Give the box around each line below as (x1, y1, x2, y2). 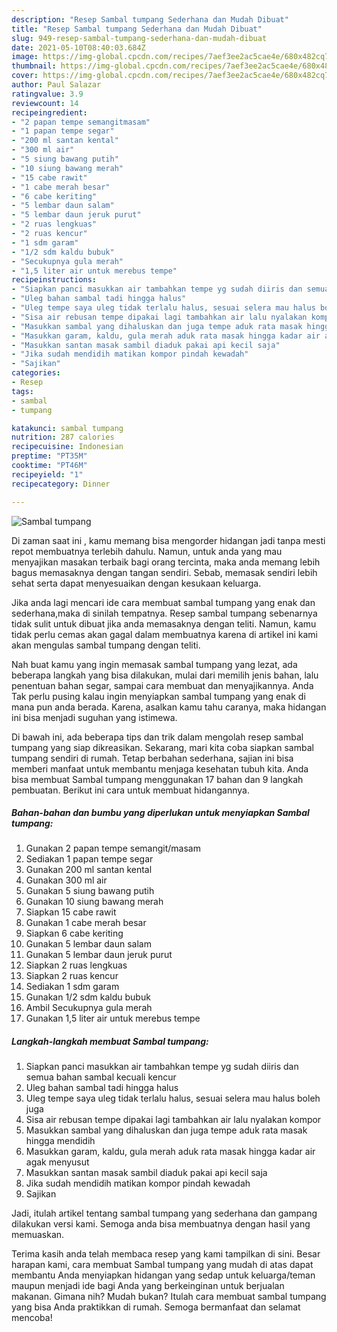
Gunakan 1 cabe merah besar (25, 917, 147, 929)
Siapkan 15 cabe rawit (25, 906, 117, 918)
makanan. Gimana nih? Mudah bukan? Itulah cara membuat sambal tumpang (11, 1291, 327, 1303)
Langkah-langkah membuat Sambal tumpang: (11, 1036, 209, 1048)
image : (11, 52, 39, 62)
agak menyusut (25, 1156, 90, 1168)
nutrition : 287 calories (11, 432, 115, 443)
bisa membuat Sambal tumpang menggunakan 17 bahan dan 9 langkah (11, 773, 304, 785)
